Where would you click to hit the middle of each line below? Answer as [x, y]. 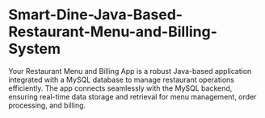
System [35, 49]
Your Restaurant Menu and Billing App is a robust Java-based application [130, 71]
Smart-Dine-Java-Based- [96, 15]
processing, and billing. [47, 105]
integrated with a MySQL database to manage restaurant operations [121, 79]
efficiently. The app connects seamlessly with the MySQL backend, [120, 88]
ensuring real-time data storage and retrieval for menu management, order [132, 96]
